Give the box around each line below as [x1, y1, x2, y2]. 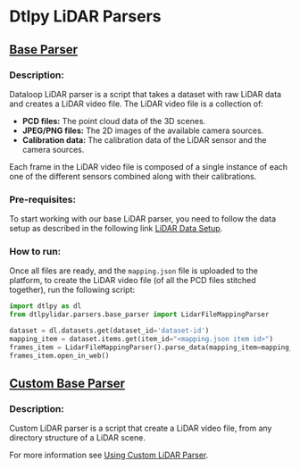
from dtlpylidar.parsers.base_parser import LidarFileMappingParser [9, 310, 270, 319]
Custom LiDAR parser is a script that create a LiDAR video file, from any [9, 423, 272, 434]
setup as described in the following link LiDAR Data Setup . [9, 223, 223, 234]
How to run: [9, 246, 62, 258]
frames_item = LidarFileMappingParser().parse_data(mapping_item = [9, 342, 262, 352]
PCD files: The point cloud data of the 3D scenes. [21, 115, 206, 126]
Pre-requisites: [9, 193, 76, 205]
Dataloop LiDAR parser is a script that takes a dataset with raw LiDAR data [9, 88, 282, 99]
